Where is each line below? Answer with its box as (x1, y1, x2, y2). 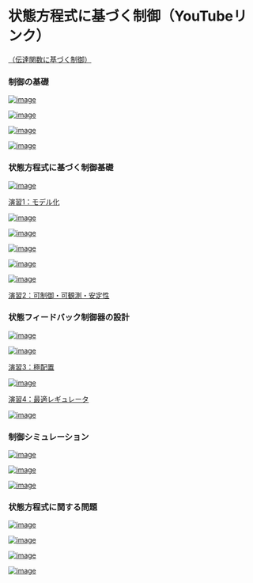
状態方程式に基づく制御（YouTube (8, 7, 233, 25)
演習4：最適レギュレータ (8, 394, 89, 403)
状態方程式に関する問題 (8, 502, 97, 513)
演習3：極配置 (8, 362, 55, 372)
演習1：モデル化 (8, 197, 60, 206)
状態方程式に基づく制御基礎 (8, 162, 114, 173)
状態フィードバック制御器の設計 (8, 312, 130, 323)
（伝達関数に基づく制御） (8, 55, 92, 64)
